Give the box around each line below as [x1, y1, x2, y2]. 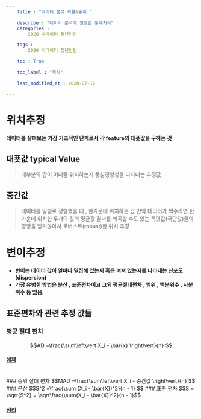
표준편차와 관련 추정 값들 [6, 308, 92, 318]
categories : [17, 25, 50, 31]
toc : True [17, 59, 45, 65]
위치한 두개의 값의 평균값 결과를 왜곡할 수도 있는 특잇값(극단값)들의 [37, 215, 194, 222]
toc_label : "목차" [17, 69, 63, 75]
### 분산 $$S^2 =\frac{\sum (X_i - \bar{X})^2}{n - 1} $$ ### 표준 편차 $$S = [6, 385, 194, 392]
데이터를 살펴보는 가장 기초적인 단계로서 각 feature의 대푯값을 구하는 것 [6, 134, 172, 142]
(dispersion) [14, 274, 47, 281]
